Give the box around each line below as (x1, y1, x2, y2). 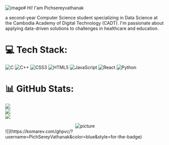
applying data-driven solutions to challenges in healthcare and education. (5, 25, 159, 31)
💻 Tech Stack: (5, 44, 68, 56)
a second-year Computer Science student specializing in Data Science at (5, 15, 158, 20)
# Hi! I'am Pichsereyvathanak (23, 5, 84, 11)
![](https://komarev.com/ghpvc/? (5, 128, 73, 134)
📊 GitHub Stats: (5, 83, 74, 95)
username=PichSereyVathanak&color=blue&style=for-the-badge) (5, 133, 142, 139)
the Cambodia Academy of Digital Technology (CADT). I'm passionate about (5, 20, 164, 26)
